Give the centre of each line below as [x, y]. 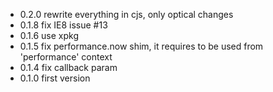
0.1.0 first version [55, 78]
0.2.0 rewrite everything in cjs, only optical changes [126, 14]
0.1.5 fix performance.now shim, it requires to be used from [141, 46]
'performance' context [66, 57]
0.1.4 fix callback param [68, 67]
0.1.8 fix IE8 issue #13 [63, 25]
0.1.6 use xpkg [49, 35]
